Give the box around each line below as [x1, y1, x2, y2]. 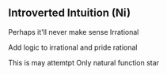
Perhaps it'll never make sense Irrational [8, 27, 139, 36]
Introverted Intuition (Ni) [8, 6, 131, 20]
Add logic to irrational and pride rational [8, 43, 138, 52]
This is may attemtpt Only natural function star [8, 58, 160, 67]
